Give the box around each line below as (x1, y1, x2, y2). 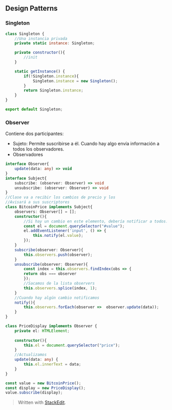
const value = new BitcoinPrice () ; (5, 380, 81, 386)
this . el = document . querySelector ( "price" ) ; (24, 343, 120, 348)
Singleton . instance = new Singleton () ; (32, 78, 118, 84)
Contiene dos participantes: (5, 131, 64, 137)
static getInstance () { (14, 69, 66, 74)
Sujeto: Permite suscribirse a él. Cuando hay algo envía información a (12, 141, 160, 147)
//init (24, 55, 38, 60)
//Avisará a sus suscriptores (5, 200, 70, 205)
